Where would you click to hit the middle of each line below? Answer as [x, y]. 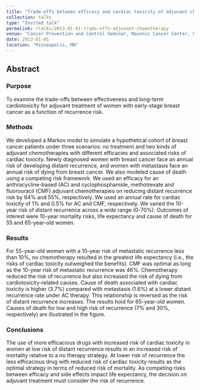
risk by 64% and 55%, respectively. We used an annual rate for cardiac [93, 197]
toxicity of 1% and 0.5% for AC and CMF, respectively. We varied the [90, 203]
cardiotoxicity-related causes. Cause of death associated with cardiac [92, 283]
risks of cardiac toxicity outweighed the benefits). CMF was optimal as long [99, 264]
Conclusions [25, 330]
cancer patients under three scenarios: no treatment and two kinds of [91, 146]
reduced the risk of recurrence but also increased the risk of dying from [94, 276]
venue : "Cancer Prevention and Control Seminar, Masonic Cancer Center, [98, 34]
